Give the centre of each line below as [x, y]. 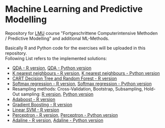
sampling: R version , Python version [57, 94]
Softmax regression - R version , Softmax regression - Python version [82, 83]
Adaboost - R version [34, 99]
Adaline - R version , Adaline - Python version [58, 120]
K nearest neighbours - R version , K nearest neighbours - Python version [86, 73]
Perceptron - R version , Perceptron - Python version [65, 115]
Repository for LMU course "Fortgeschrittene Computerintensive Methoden [82, 33]
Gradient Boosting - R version [42, 104]
